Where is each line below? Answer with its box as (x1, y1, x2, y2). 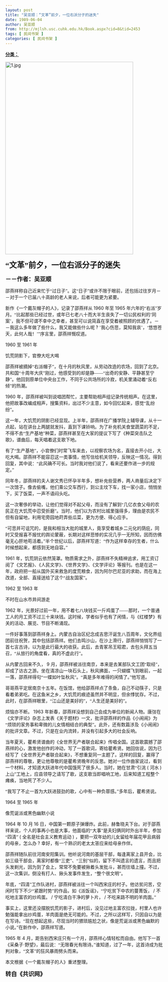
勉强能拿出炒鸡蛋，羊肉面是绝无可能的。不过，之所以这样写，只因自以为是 (5, 912, 162, 917)
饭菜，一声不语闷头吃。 (22, 491, 73, 496)
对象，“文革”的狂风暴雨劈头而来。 (9, 948, 81, 954)
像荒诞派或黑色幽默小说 (5, 811, 55, 816)
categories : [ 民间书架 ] (5, 36, 58, 42)
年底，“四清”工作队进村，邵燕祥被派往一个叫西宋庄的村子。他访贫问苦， (5, 881, 157, 887)
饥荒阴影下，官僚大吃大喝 (5, 353, 59, 358)
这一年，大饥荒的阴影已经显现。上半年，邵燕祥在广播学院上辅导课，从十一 (5, 418, 162, 423)
